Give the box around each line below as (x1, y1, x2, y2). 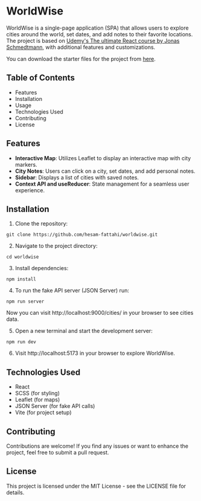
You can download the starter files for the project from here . (6, 55, 156, 62)
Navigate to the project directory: (14, 242, 98, 250)
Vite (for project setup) (14, 409, 72, 416)
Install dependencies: (14, 265, 69, 272)
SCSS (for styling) (14, 390, 60, 397)
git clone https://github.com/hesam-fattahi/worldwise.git (6, 231, 158, 238)
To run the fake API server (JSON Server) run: (14, 287, 130, 294)
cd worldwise (6, 254, 39, 260)
